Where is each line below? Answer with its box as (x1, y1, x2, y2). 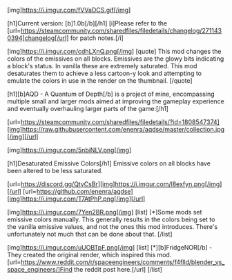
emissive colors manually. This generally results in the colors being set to (7, 215, 215, 223)
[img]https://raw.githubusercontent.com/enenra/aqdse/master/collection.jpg (7, 126, 225, 133)
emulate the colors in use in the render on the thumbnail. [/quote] (7, 77, 193, 85)
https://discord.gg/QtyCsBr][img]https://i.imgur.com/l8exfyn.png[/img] (20, 180, 222, 188)
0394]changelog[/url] (7, 34, 69, 42)
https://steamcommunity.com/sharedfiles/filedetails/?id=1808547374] (20, 118, 220, 126)
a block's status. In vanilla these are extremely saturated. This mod (7, 62, 197, 70)
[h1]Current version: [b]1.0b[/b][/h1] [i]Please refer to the (7, 19, 168, 27)
